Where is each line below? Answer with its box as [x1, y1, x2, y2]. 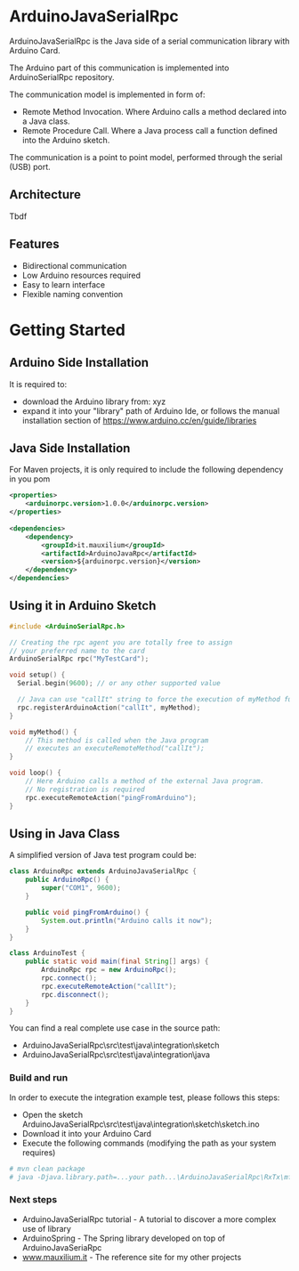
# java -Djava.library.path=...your [9, 1172, 145, 1181]
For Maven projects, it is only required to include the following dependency [9, 465, 284, 475]
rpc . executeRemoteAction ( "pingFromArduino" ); [25, 793, 198, 802]
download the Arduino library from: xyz [21, 396, 166, 407]
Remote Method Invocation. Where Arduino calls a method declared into [21, 106, 287, 117]
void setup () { [9, 670, 66, 680]
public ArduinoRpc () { [25, 875, 109, 885]
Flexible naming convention [21, 288, 124, 299]
